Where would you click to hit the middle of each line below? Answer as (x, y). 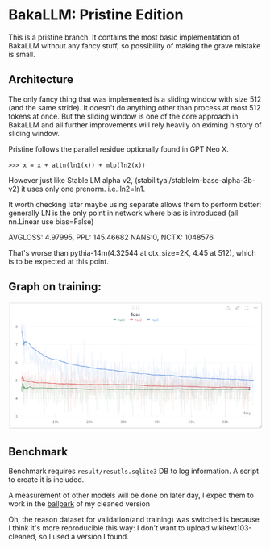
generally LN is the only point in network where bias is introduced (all (123, 213)
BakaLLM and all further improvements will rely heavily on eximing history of (135, 125)
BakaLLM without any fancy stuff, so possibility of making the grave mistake (135, 45)
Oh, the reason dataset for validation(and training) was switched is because (134, 519)
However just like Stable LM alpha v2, (71, 180)
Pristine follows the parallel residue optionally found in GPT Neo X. (119, 149)
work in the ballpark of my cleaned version (79, 504)
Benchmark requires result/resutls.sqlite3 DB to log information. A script (134, 471)
